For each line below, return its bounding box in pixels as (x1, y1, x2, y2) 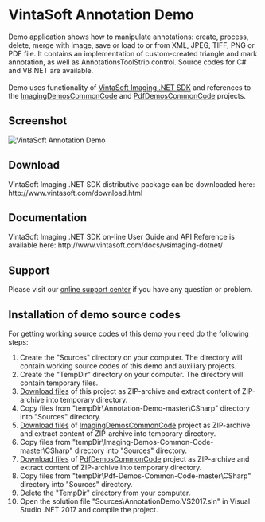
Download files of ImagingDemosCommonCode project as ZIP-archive (19, 420, 251, 430)
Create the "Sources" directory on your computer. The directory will (19, 353, 243, 362)
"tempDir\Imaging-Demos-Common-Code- (72, 438, 214, 446)
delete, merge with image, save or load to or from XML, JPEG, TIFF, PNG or (8, 40, 255, 49)
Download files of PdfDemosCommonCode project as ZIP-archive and (19, 454, 250, 463)
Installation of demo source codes (8, 308, 181, 321)
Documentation (8, 211, 88, 224)
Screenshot (8, 114, 68, 128)
